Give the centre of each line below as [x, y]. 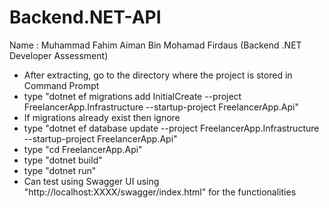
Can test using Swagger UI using [91, 181]
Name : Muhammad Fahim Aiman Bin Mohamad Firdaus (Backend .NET [155, 45]
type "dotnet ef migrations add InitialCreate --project [132, 96]
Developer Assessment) [59, 55]
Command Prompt [61, 85]
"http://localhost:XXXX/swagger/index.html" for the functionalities [160, 192]
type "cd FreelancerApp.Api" [83, 149]
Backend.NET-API [85, 17]
